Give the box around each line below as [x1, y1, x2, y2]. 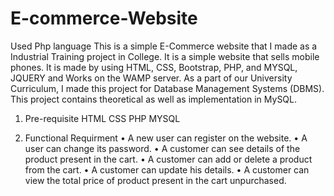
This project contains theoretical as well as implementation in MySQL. [10, 93, 298, 105]
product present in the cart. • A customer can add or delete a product [24, 153, 313, 165]
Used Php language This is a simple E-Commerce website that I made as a [10, 40, 318, 52]
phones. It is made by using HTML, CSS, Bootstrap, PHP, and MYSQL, [10, 61, 298, 73]
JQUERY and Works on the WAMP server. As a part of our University [10, 72, 293, 84]
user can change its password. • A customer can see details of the [24, 142, 301, 154]
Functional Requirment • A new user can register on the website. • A [24, 132, 308, 144]
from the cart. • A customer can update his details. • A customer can [24, 163, 310, 176]
